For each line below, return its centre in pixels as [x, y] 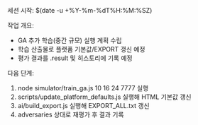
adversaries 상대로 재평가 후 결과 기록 [71, 114]
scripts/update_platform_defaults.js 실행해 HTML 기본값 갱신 [104, 97]
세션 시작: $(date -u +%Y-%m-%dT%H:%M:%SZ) [80, 10]
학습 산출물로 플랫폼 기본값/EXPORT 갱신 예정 [81, 49]
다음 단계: [21, 73]
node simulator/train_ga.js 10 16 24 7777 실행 [83, 88]
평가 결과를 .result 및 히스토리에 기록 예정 [75, 58]
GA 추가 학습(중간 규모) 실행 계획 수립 [70, 40]
